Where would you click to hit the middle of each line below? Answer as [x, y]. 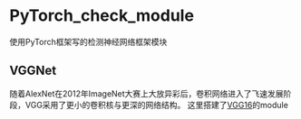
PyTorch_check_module [102, 16]
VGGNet [33, 71]
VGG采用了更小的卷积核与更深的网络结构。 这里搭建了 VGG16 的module [156, 105]
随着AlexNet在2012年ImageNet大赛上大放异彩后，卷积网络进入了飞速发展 [146, 93]
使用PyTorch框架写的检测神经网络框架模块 [88, 41]
